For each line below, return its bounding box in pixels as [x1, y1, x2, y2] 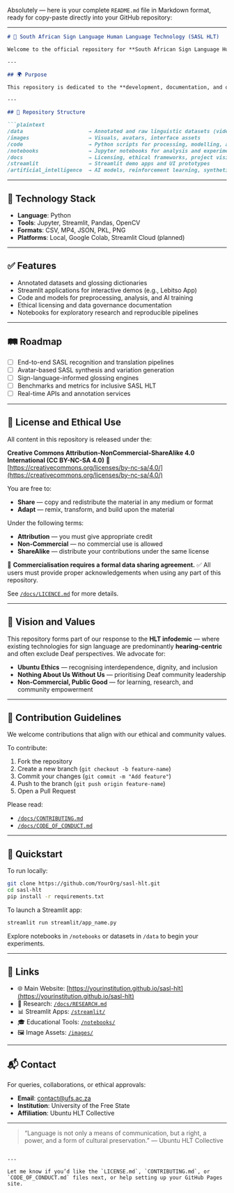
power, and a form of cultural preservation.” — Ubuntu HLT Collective [24, 1137, 224, 1145]
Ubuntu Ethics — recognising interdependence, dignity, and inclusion [17, 662, 218, 671]
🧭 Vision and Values [7, 616, 95, 628]
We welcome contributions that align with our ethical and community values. [7, 730, 226, 738]
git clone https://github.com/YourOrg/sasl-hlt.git [7, 880, 160, 888]
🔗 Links [7, 966, 40, 978]
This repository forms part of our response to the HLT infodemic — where [7, 635, 220, 643]
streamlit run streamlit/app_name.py [7, 919, 117, 926]
